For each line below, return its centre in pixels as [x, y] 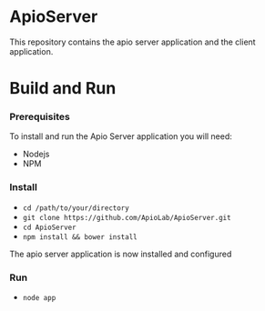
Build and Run [63, 89]
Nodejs [36, 154]
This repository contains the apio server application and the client [133, 42]
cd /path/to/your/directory [76, 208]
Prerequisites [40, 117]
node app [39, 298]
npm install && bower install [80, 237]
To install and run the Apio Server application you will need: [121, 136]
